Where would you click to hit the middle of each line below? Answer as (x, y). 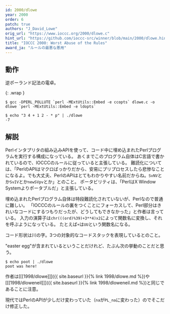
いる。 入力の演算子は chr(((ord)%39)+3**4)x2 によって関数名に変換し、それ (84, 218)
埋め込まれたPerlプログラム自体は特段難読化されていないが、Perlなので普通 (84, 199)
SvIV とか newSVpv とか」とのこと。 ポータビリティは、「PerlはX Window (83, 182)
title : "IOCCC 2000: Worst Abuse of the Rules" (56, 43)
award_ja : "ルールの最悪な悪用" (36, 48)
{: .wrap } (15, 93)
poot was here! (21, 266)
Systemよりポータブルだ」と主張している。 (51, 188)
